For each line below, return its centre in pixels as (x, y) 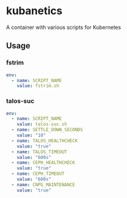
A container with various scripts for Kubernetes (63, 27)
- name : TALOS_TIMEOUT (39, 152)
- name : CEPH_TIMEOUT (38, 174)
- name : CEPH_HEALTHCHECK (43, 163)
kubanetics (34, 11)
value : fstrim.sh (38, 86)
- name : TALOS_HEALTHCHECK (45, 141)
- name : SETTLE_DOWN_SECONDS (47, 130)
